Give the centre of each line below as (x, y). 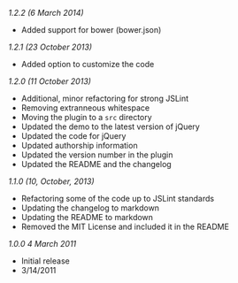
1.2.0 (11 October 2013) (50, 81)
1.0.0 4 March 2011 (42, 244)
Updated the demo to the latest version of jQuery (110, 126)
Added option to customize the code (88, 64)
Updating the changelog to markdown (90, 208)
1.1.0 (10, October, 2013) (51, 181)
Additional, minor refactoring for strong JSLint (105, 98)
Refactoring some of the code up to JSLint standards (117, 199)
